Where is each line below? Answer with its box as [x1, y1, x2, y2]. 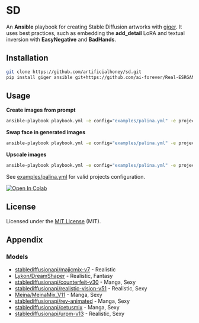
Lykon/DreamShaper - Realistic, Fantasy [14, 273, 113, 280]
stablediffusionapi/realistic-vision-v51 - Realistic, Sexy [14, 285, 147, 292]
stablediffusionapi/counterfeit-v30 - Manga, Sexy [14, 278, 136, 286]
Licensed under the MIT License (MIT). [6, 217, 101, 224]
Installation [6, 53, 49, 63]
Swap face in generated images [6, 129, 86, 136]
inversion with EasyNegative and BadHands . [6, 36, 117, 43]
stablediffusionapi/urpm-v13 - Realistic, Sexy [14, 310, 125, 318]
